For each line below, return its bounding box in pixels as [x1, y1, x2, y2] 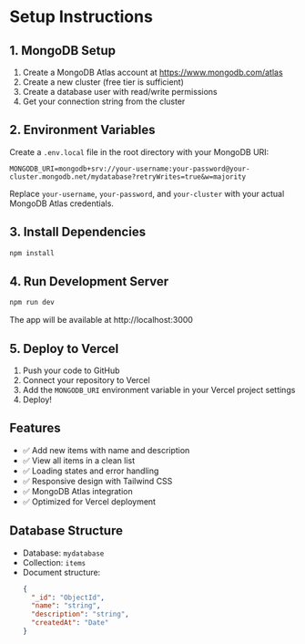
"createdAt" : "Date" [31, 618, 109, 628]
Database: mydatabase [22, 547, 105, 558]
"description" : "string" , [31, 609, 129, 619]
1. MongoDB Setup [9, 43, 117, 58]
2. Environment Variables [9, 122, 157, 138]
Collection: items [22, 556, 86, 567]
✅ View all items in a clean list [22, 454, 136, 466]
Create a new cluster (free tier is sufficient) [22, 77, 185, 88]
